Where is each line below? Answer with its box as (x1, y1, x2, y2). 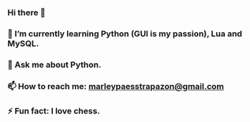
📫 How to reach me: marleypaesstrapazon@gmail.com (7, 80, 224, 91)
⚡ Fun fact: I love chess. (7, 105, 100, 116)
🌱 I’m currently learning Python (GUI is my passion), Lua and (7, 28, 242, 39)
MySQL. (7, 38, 39, 49)
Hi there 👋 (7, 7, 47, 18)
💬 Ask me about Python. (7, 59, 102, 70)
